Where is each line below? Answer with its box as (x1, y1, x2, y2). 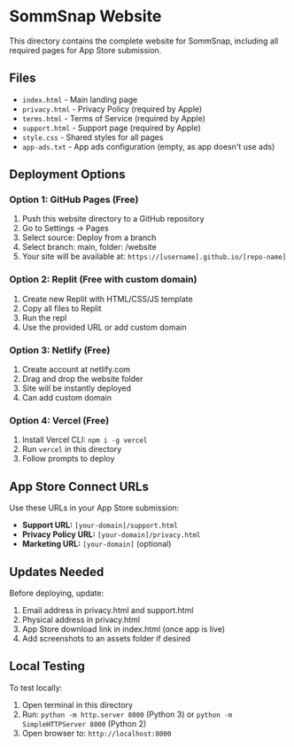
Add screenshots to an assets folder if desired (21, 633, 191, 643)
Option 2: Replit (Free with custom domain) (9, 273, 197, 285)
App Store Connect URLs (9, 479, 149, 494)
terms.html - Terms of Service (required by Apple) (21, 113, 206, 123)
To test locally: (9, 682, 63, 693)
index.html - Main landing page (21, 94, 138, 105)
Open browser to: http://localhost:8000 (21, 728, 172, 738)
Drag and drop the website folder (21, 374, 143, 385)
